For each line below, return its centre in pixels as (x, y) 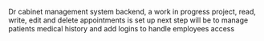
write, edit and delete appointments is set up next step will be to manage (128, 20)
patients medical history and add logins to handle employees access (122, 29)
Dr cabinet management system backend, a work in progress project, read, (132, 12)
